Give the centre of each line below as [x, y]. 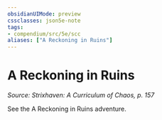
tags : [15, 27]
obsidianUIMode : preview [44, 14]
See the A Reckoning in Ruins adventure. [67, 109]
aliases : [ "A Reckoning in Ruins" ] [60, 40]
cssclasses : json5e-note [44, 21]
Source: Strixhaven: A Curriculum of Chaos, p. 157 [81, 95]
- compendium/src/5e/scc [44, 34]
